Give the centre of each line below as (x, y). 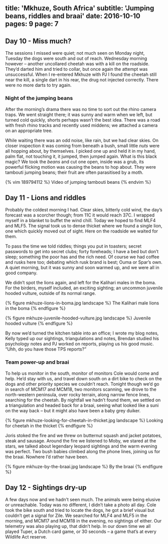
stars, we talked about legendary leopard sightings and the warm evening (81, 446)
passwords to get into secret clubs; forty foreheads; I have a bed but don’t (82, 252)
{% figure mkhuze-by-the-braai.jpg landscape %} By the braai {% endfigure (84, 466)
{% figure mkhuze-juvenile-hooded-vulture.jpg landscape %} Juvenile (78, 318)
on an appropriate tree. (29, 131)
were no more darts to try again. (38, 85)
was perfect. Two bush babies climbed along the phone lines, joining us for (83, 451)
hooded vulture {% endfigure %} (39, 323)
